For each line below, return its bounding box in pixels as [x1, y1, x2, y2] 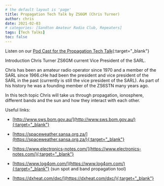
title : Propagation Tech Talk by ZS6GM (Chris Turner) [5, 12, 120, 17]
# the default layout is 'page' [5, 7, 71, 12]
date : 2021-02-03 [5, 21, 41, 26]
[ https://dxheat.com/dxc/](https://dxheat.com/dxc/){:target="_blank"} [12, 175, 154, 181]
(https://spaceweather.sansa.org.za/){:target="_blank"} [12, 136, 125, 142]
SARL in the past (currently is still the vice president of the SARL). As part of [5, 77, 160, 83]
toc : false [5, 35, 28, 40]
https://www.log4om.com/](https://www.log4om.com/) [14, 160, 126, 166]
